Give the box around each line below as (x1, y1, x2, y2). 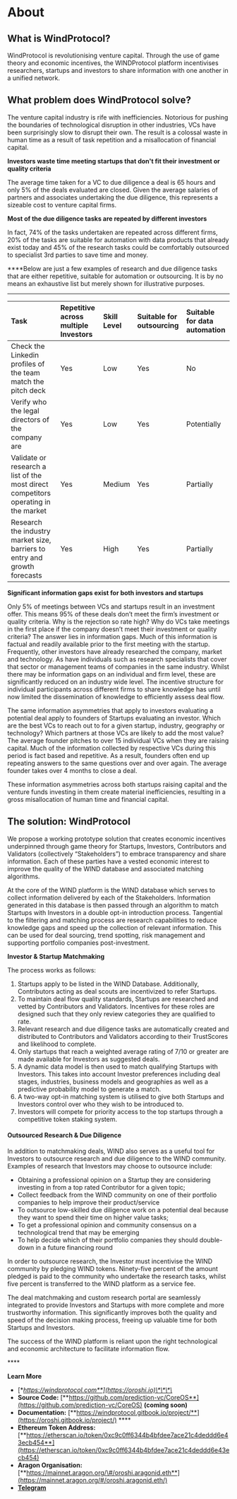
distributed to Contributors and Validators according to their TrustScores (17, 1032, 229, 1040)
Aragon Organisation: (17, 1461, 83, 1469)
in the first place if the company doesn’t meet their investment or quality (7, 624, 217, 633)
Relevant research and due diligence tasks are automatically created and (17, 1024, 229, 1033)
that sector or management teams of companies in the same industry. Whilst (7, 662, 229, 671)
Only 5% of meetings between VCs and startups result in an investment (7, 602, 215, 611)
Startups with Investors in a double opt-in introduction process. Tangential (7, 908, 224, 917)
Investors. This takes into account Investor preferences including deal (17, 1069, 221, 1078)
